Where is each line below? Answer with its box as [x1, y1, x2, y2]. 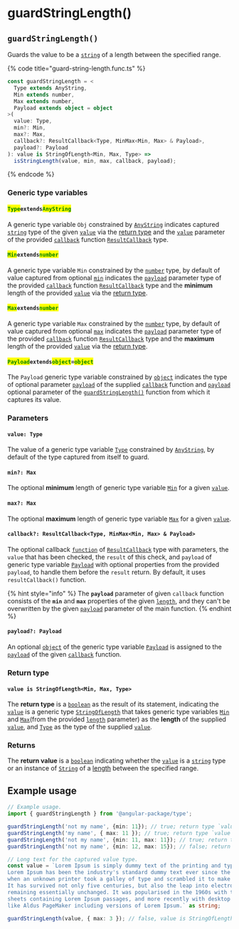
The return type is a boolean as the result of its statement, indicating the [7, 700, 219, 708]
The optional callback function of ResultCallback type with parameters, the [7, 545, 229, 553]
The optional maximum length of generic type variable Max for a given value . [7, 514, 232, 523]
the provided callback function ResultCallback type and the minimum [7, 281, 213, 290]
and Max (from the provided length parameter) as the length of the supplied [7, 715, 226, 723]
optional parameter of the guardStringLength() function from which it [7, 388, 211, 396]
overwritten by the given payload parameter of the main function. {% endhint [7, 604, 232, 612]
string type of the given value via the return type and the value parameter [7, 228, 225, 236]
